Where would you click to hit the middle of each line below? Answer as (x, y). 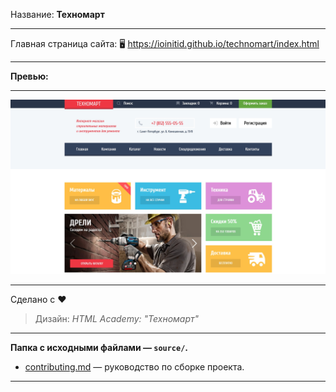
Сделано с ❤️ (38, 300)
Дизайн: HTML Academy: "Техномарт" (117, 319)
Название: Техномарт (57, 14)
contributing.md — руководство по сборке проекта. (134, 367)
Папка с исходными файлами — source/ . (99, 348)
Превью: (29, 76)
